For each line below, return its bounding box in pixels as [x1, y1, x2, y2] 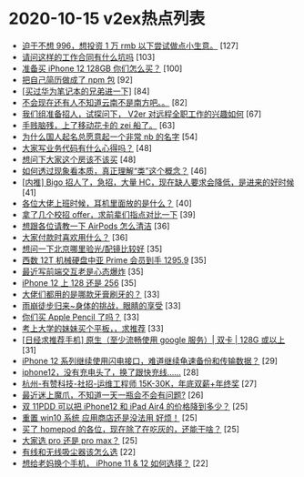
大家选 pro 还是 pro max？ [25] [21, 434, 138, 446]
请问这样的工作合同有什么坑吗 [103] [21, 51, 156, 62]
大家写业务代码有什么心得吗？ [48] [21, 142, 152, 153]
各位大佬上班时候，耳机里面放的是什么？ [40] [21, 198, 192, 208]
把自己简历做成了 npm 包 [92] [21, 74, 134, 85]
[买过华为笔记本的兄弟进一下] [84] [21, 86, 150, 96]
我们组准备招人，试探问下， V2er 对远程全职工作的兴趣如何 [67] [21, 108, 262, 119]
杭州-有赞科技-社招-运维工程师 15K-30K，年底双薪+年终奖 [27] [21, 378, 258, 389]
